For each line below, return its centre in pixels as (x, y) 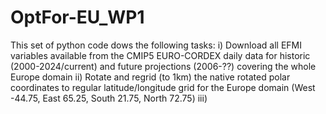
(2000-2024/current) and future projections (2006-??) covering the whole (163, 66)
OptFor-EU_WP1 (77, 17)
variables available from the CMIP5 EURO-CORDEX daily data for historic (160, 55)
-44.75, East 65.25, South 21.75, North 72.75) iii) (109, 98)
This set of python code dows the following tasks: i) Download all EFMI (156, 45)
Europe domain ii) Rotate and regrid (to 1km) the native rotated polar (150, 77)
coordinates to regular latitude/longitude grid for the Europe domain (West (163, 87)
